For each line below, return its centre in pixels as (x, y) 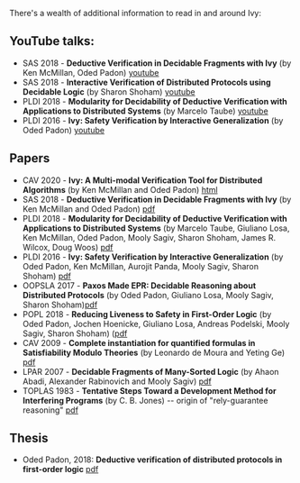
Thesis (29, 438)
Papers (30, 158)
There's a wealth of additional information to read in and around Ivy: (135, 13)
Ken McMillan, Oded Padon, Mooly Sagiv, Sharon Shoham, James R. (149, 237)
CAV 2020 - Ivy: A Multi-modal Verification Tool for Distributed (142, 180)
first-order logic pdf (60, 469)
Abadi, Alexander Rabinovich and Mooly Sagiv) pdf (117, 381)
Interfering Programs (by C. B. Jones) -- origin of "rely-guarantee (145, 400)
